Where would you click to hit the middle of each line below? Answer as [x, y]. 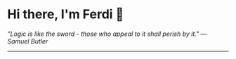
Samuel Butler [28, 41]
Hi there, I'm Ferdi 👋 [66, 14]
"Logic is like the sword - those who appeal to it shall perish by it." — [107, 34]
